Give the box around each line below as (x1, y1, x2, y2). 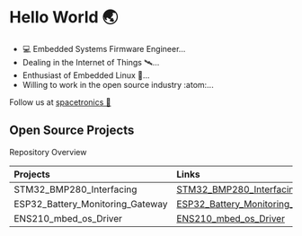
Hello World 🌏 (9, 7, 119, 28)
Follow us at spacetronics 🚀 (9, 96, 111, 108)
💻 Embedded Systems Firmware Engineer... (22, 43, 186, 54)
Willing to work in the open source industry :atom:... (22, 79, 214, 90)
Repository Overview (9, 146, 87, 157)
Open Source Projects (9, 123, 135, 138)
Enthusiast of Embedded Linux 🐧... (22, 69, 150, 81)
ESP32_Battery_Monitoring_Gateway (13, 197, 168, 210)
